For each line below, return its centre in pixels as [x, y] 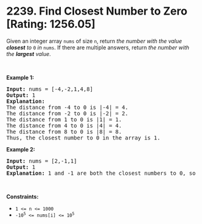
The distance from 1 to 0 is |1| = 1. [64, 119]
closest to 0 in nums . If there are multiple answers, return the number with [98, 47]
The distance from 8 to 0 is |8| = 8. [64, 131]
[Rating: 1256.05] [51, 24]
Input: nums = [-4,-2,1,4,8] [50, 89]
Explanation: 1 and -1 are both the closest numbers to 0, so [101, 173]
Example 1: [20, 77]
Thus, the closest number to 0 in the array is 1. [83, 138]
